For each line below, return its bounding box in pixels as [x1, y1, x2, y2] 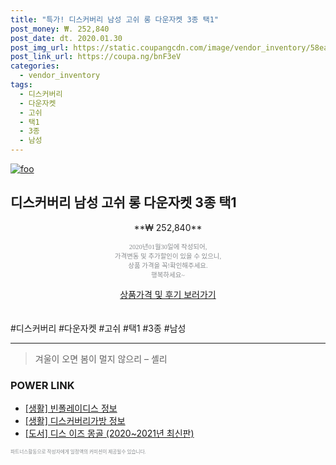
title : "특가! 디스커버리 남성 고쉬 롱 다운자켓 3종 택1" [10, 14, 219, 25]
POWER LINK [10, 378, 75, 392]
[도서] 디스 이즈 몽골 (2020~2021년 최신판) [24, 427, 195, 440]
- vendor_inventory [19, 71, 101, 81]
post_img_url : [10, 42, 70, 53]
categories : [10, 61, 60, 71]
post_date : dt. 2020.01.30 [10, 33, 123, 43]
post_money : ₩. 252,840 [10, 24, 110, 34]
